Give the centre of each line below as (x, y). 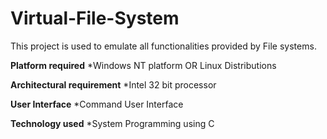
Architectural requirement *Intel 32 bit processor (113, 84)
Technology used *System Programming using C (112, 123)
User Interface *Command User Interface (97, 104)
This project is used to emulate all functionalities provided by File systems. (163, 46)
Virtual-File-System (95, 18)
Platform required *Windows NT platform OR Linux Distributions (143, 65)
